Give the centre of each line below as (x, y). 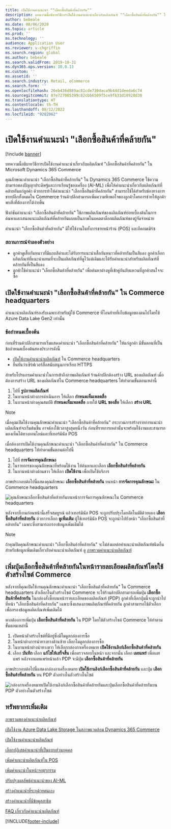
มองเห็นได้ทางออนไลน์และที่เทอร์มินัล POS (41, 434)
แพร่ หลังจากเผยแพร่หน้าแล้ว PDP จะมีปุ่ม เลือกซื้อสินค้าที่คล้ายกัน (68, 659)
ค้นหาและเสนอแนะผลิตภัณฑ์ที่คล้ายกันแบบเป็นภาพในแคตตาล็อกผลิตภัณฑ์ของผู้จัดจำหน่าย (80, 218)
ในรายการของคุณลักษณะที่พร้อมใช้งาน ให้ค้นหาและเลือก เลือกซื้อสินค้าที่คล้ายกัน (79, 466)
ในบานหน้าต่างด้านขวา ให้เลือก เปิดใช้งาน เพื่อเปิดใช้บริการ (61, 472)
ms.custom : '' (20, 72)
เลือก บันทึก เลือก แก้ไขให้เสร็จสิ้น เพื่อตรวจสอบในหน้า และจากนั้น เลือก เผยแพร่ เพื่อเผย (86, 653)
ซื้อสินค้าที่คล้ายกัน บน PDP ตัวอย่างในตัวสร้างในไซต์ (49, 675)
